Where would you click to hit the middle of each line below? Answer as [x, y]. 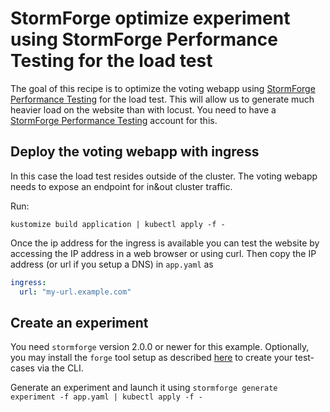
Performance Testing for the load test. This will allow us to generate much [162, 99]
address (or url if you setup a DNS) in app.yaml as [112, 264]
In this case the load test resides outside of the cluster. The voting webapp [164, 176]
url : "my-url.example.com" [75, 292]
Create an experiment [79, 322]
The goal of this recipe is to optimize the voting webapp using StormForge [163, 88]
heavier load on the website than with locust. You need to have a [143, 109]
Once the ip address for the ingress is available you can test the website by [165, 243]
